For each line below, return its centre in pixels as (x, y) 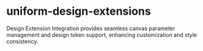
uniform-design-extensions (79, 11)
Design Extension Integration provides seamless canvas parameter (91, 28)
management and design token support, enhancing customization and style (102, 34)
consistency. (22, 41)
